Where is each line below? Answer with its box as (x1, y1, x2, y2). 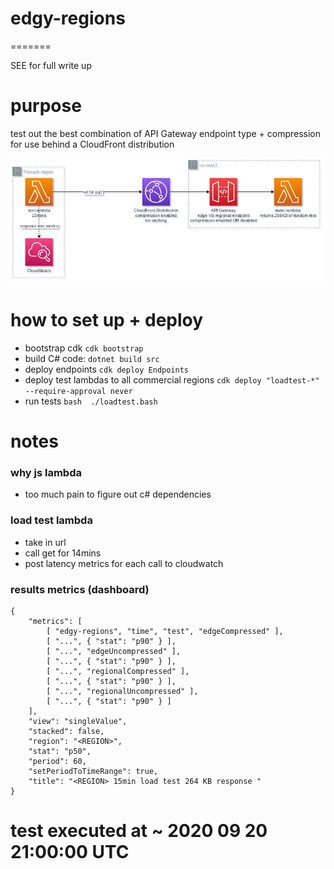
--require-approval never (24, 386, 133, 396)
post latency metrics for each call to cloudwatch (24, 557, 224, 569)
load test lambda (10, 513, 93, 527)
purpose (10, 95, 82, 117)
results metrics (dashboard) (10, 582, 150, 596)
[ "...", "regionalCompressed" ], (46, 666, 190, 676)
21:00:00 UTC (10, 841, 130, 864)
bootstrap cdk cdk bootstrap (24, 342, 144, 354)
